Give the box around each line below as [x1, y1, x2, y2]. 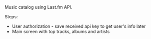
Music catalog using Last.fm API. [4, 4, 72, 10]
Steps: [4, 14, 18, 19]
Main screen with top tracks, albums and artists [11, 29, 110, 34]
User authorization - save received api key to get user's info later [11, 23, 146, 29]
